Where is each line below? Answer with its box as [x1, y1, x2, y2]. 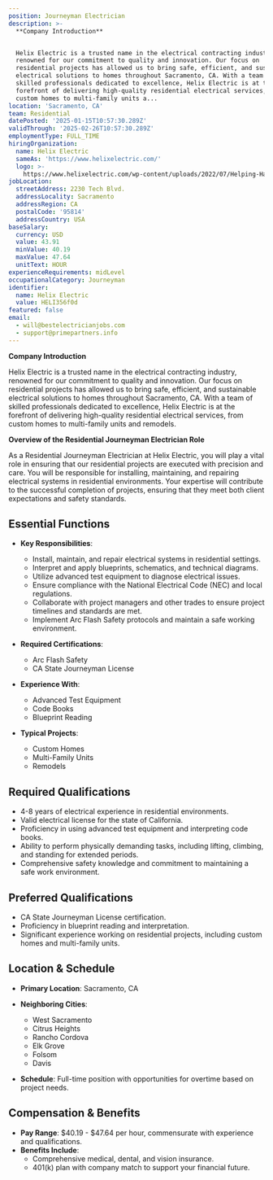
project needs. [19, 1082, 69, 1092]
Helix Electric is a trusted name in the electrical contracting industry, [8, 367, 237, 377]
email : [8, 314, 31, 322]
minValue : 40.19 [15, 246, 71, 254]
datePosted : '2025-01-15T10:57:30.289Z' [8, 117, 148, 125]
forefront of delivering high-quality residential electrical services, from [8, 410, 244, 420]
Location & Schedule [8, 962, 115, 976]
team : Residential [8, 109, 71, 118]
